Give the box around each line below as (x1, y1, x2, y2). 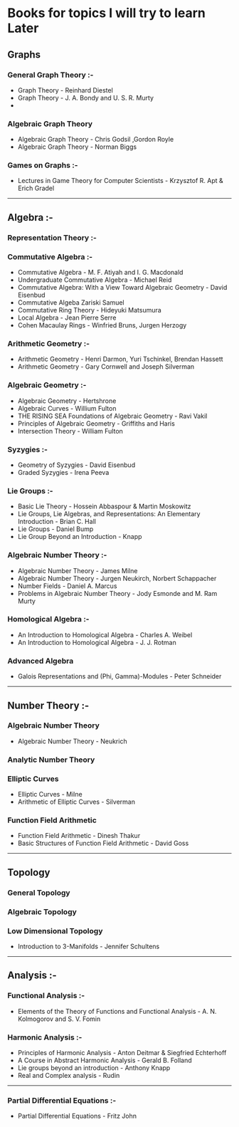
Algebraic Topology (7, 906, 77, 916)
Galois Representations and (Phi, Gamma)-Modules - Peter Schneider (17, 672, 222, 681)
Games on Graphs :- (7, 160, 78, 170)
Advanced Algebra (7, 656, 74, 666)
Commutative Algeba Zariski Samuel (17, 298, 124, 307)
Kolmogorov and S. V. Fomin (17, 1015, 101, 1023)
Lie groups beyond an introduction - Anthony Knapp (17, 1063, 171, 1072)
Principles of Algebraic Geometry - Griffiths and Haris (17, 419, 176, 428)
